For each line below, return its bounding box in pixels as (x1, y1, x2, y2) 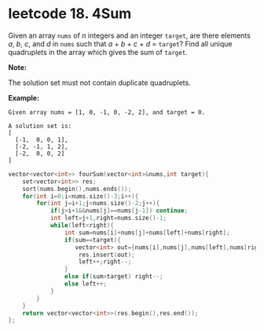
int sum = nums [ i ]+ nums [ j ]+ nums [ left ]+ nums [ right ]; (64, 229, 230, 237)
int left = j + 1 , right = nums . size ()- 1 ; (49, 214, 167, 223)
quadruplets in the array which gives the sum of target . (8, 47, 189, 57)
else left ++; (64, 280, 108, 288)
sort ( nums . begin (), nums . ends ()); (22, 185, 132, 193)
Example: (8, 93, 40, 102)
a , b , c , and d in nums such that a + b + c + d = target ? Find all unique (8, 39, 233, 48)
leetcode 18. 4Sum (8, 5, 132, 23)
